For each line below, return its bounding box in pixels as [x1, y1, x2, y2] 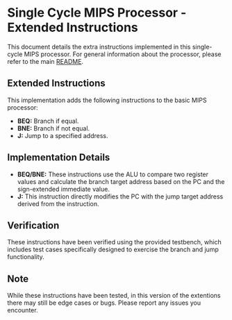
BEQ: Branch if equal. [17, 117, 79, 125]
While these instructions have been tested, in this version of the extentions [7, 292, 221, 300]
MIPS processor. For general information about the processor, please [24, 50, 222, 58]
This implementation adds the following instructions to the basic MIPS [7, 96, 207, 104]
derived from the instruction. [17, 199, 99, 208]
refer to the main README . [7, 57, 84, 65]
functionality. [7, 253, 45, 261]
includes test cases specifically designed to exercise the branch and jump [7, 245, 219, 254]
